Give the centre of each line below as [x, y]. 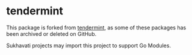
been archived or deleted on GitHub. [51, 33]
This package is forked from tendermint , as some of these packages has [96, 27]
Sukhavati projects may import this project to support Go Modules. [89, 45]
